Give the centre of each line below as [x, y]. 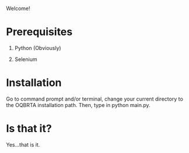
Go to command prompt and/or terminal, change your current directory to [94, 99]
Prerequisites [39, 32]
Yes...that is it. [23, 144]
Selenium [26, 59]
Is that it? [29, 129]
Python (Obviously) [38, 48]
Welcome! [18, 8]
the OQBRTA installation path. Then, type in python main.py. [78, 105]
